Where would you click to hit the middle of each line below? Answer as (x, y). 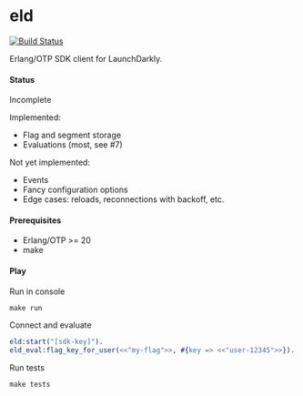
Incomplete (30, 100)
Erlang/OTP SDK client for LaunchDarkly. (86, 58)
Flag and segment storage (71, 135)
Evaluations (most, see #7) (72, 145)
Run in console (37, 291)
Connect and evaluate (51, 325)
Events (35, 180)
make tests (30, 385)
